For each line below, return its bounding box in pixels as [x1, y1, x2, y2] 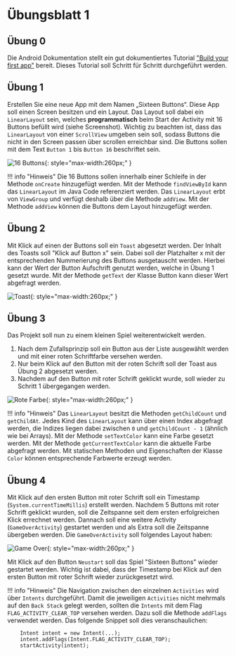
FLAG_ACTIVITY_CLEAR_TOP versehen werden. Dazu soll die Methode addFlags [7, 609, 227, 617]
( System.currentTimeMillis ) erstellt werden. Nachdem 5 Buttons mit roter [7, 501, 220, 509]
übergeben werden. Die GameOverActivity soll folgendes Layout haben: [7, 531, 213, 539]
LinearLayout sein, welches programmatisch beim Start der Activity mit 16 [7, 115, 223, 123]
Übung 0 [7, 35, 46, 47]
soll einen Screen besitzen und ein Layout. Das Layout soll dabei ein [7, 108, 204, 116]
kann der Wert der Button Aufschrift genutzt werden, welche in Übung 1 [7, 264, 214, 272]
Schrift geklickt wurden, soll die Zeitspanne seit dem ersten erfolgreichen [7, 508, 220, 517]
